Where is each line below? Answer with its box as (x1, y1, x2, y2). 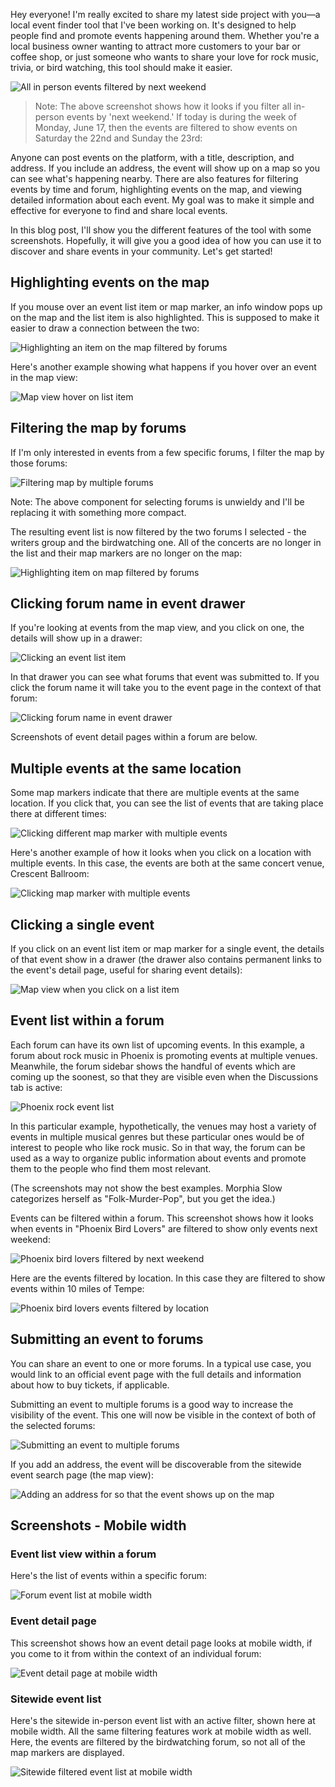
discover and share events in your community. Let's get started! (10, 245, 273, 257)
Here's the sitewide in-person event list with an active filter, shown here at (10, 1714, 316, 1726)
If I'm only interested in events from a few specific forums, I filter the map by (10, 446, 325, 458)
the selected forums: (10, 1419, 96, 1431)
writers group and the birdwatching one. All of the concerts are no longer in (10, 536, 322, 548)
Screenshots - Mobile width (10, 1517, 187, 1534)
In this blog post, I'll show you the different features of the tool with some (10, 224, 312, 236)
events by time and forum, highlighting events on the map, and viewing (10, 184, 303, 195)
